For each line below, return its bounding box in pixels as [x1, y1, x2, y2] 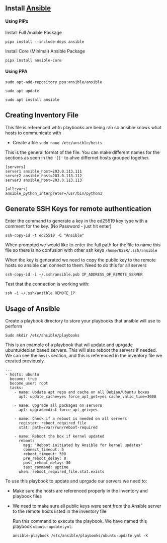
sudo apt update [5, 88, 39, 93]
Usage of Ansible [5, 304, 60, 313]
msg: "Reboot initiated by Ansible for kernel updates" [23, 443, 143, 448]
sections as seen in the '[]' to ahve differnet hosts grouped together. [5, 154, 150, 160]
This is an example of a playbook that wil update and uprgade [5, 342, 133, 348]
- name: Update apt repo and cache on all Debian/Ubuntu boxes [14, 390, 150, 395]
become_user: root [10, 381, 49, 386]
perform [5, 323, 23, 330]
